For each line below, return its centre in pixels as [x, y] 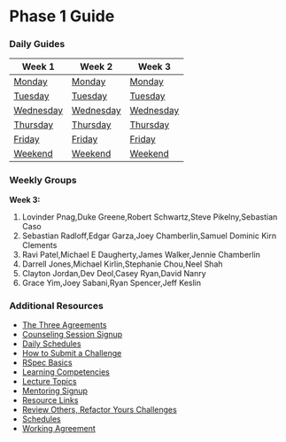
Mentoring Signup [55, 391]
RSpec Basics [47, 363]
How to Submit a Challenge [72, 353]
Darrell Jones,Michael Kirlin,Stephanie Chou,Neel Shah [122, 264]
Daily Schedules [51, 344]
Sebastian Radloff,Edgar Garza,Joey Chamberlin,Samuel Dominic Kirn [149, 236]
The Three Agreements [64, 325]
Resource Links [50, 400]
